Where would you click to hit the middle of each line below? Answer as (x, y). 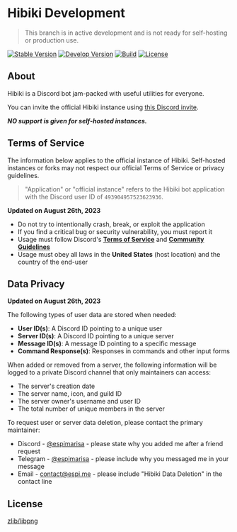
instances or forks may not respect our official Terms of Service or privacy (116, 167)
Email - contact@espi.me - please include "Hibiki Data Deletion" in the (120, 474)
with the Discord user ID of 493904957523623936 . (94, 196)
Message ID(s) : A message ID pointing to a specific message (107, 344)
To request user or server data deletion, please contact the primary (105, 423)
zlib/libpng (23, 521)
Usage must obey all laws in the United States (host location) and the (119, 254)
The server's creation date (56, 386)
